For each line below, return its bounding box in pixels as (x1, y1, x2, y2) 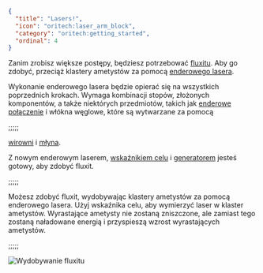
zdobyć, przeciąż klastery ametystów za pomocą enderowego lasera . (8, 67, 235, 77)
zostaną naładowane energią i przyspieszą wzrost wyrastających (8, 217, 220, 226)
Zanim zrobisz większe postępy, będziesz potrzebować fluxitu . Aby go (8, 58, 239, 68)
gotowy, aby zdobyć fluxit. (8, 162, 95, 171)
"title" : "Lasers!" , (15, 14, 83, 23)
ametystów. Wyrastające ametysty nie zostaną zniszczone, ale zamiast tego (8, 209, 256, 219)
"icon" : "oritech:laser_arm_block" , (15, 22, 136, 30)
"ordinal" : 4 (15, 36, 58, 45)
